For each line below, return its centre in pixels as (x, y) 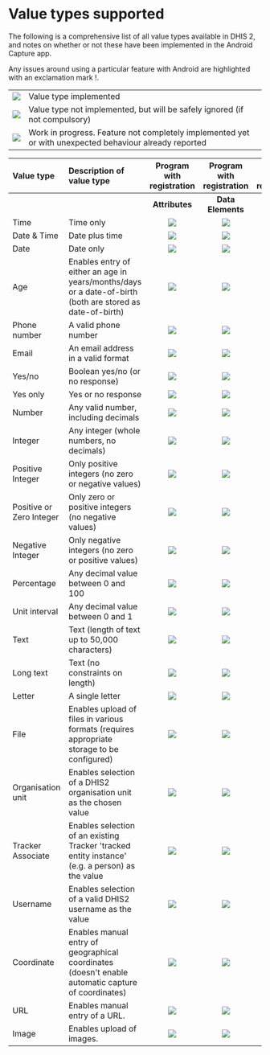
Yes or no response (105, 394)
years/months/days (105, 281)
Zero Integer (36, 517)
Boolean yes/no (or (104, 371)
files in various (96, 719)
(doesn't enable (98, 972)
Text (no (84, 663)
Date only (86, 248)
